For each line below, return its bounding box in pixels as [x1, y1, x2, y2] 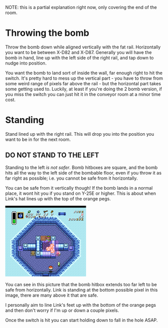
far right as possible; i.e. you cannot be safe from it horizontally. [5, 175, 138, 181]
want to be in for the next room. [5, 136, 71, 142]
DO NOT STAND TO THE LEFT [5, 151, 99, 159]
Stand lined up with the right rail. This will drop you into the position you [5, 131, 154, 137]
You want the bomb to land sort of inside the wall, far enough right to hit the [5, 70, 163, 76]
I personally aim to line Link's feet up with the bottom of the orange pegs [5, 302, 156, 308]
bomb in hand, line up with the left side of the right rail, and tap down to [5, 54, 154, 61]
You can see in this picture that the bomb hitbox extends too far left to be [5, 281, 157, 287]
